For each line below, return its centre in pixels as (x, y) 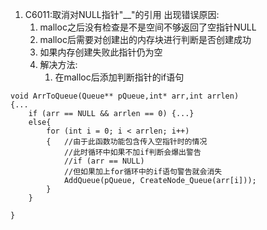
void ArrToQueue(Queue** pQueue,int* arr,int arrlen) (125, 96)
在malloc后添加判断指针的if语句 (119, 77)
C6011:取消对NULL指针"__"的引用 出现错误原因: (122, 14)
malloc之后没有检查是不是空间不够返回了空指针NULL (148, 27)
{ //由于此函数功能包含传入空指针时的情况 (127, 142)
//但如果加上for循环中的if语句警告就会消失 (143, 172)
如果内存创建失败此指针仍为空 (101, 52)
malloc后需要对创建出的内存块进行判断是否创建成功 (145, 39)
